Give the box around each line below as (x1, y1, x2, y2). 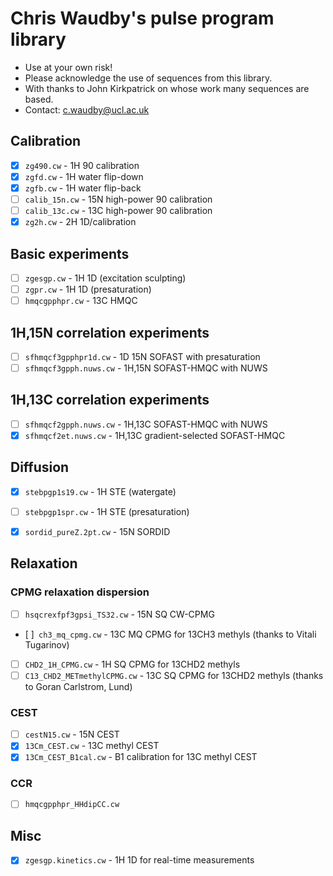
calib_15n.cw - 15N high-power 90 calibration (24, 193, 213, 205)
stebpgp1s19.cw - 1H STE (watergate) (24, 485, 177, 497)
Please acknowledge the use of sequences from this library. (24, 72, 273, 84)
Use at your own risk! (24, 61, 113, 73)
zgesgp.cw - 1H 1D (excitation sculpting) (24, 272, 187, 284)
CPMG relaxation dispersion (10, 585, 150, 599)
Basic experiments (10, 245, 130, 262)
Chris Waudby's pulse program (10, 7, 275, 30)
